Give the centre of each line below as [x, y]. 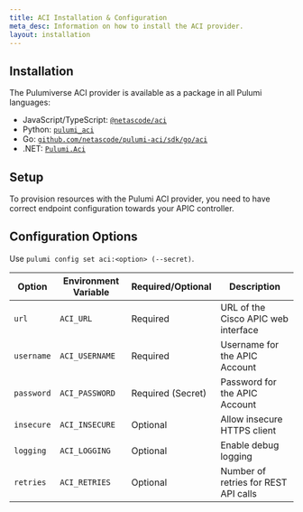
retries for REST [254, 482]
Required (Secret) [169, 393]
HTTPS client [248, 430]
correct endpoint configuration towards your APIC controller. [122, 208]
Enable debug [250, 445]
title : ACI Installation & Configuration [88, 18]
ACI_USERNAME [87, 356]
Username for [250, 344]
